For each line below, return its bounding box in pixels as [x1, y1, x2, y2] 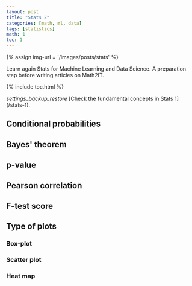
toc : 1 [6, 37, 23, 43]
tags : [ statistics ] [6, 25, 55, 32]
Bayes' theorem [6, 139, 67, 150]
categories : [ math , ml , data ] [6, 20, 82, 26]
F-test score [6, 200, 54, 211]
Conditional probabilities [6, 119, 101, 129]
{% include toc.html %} [6, 83, 64, 91]
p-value [6, 160, 36, 170]
